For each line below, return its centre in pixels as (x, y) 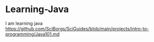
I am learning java (24, 23)
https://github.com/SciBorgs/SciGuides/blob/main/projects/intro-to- (77, 28)
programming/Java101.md (33, 34)
